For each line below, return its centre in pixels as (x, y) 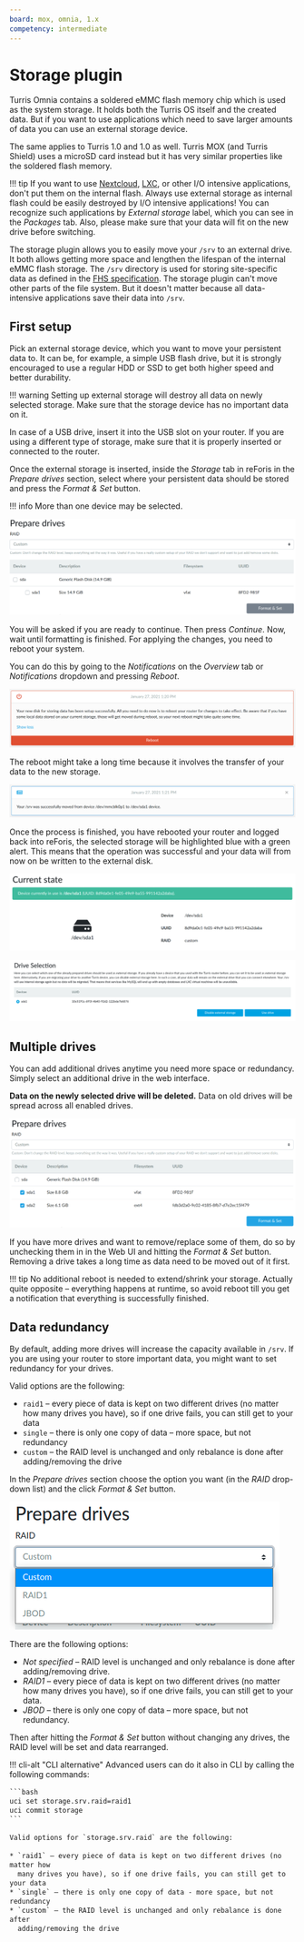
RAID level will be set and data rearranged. (89, 1747)
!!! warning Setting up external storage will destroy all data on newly (136, 395)
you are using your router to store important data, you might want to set (143, 1359)
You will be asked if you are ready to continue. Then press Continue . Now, (147, 630)
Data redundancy (59, 1327)
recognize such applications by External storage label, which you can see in (152, 213)
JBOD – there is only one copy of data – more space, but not (135, 1710)
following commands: (49, 1775)
